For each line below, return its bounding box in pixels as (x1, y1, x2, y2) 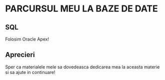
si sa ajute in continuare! (5, 69, 55, 75)
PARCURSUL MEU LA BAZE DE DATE (5, 3, 158, 14)
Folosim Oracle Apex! (5, 36, 49, 42)
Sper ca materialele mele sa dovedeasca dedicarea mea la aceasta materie (5, 63, 160, 70)
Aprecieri (5, 50, 35, 59)
